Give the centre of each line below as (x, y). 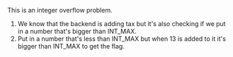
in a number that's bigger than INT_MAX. (77, 31)
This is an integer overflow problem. (60, 10)
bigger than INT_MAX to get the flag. (71, 46)
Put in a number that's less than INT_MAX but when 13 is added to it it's (122, 39)
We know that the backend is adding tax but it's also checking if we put (121, 24)
